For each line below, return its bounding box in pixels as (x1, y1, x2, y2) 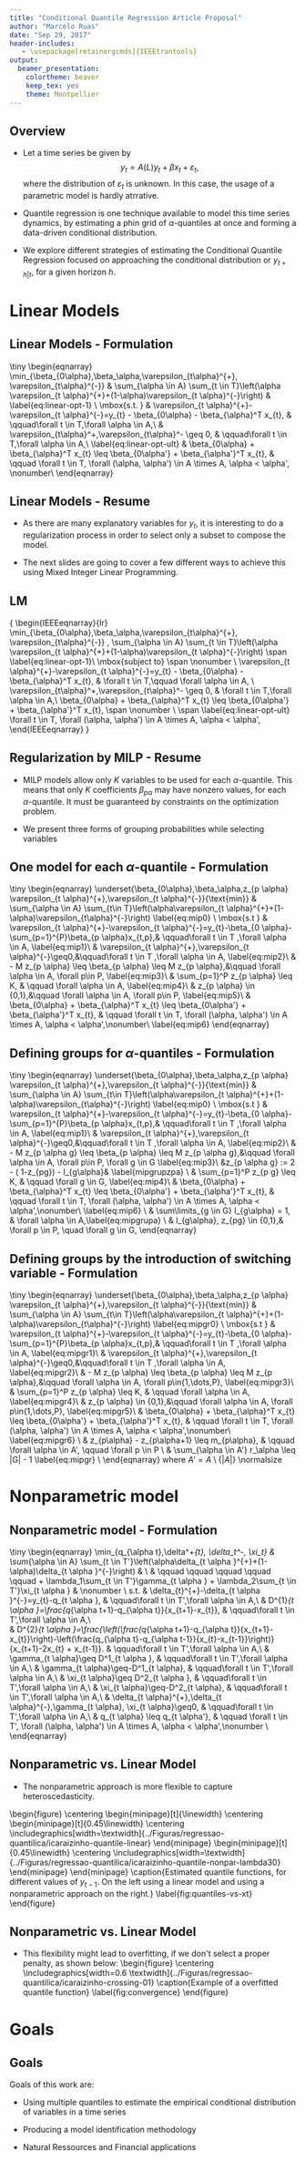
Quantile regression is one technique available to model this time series (22, 207, 290, 219)
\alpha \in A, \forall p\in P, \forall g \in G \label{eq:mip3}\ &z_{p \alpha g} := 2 (9, 1157, 296, 1168)
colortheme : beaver (25, 73, 100, 82)
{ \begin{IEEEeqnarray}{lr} (9, 617, 108, 628)
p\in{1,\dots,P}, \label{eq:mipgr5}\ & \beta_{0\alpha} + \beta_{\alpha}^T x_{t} (9, 1405, 296, 1416)
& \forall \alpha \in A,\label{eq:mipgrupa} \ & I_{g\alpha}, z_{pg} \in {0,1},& (9, 1215, 284, 1226)
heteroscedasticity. (22, 1790, 96, 1801)
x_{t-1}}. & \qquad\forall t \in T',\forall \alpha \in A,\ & (74, 1642, 270, 1654)
